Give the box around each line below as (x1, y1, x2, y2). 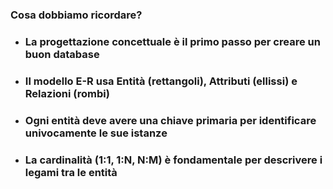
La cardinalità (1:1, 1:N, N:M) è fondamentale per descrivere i (24, 153, 323, 167)
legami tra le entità (24, 165, 118, 179)
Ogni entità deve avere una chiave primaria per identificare (24, 113, 317, 127)
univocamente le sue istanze (24, 126, 168, 140)
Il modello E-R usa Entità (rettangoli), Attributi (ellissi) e (24, 74, 298, 88)
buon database (24, 47, 100, 61)
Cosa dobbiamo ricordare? (10, 8, 143, 22)
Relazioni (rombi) (24, 86, 110, 100)
